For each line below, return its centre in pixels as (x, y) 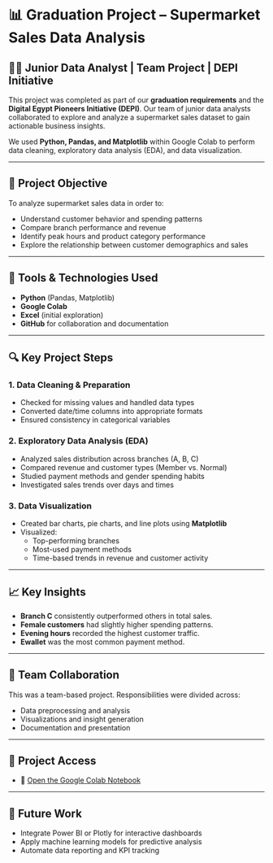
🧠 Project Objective (58, 183)
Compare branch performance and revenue (93, 227)
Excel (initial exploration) (62, 315)
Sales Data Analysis (77, 38)
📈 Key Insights (48, 593)
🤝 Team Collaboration (64, 675)
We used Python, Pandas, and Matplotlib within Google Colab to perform (132, 142)
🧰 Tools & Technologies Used (83, 278)
